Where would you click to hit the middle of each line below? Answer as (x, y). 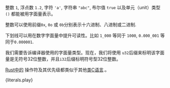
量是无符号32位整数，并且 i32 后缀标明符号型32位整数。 (63, 59)
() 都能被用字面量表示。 (30, 14)
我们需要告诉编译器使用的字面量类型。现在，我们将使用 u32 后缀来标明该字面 (85, 53)
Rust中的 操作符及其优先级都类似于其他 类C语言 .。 (57, 70)
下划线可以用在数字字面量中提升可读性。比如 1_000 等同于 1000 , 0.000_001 (82, 35)
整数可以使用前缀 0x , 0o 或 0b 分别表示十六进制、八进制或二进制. (71, 25)
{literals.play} (19, 80)
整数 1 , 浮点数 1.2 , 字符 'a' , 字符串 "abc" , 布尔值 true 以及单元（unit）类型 (83, 7)
